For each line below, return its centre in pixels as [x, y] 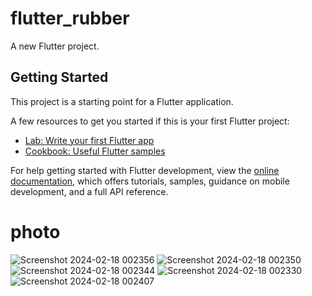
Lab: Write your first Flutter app [89, 140]
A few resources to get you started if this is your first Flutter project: [150, 121]
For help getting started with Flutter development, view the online [145, 170]
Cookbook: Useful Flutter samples [95, 151]
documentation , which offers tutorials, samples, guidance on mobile [150, 181]
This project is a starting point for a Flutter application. [122, 101]
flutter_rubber [70, 18]
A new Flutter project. [55, 46]
